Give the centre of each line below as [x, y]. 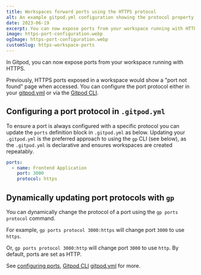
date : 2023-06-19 [28, 23]
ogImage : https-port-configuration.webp [57, 39]
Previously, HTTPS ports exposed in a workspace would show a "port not [97, 80]
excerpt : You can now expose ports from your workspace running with [95, 28]
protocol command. [31, 218]
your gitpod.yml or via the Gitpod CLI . [52, 93]
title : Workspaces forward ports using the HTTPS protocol [81, 12]
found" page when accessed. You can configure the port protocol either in [98, 86]
